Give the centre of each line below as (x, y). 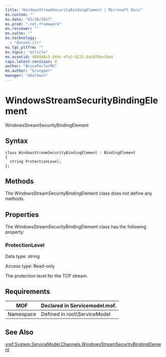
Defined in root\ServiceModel (76, 314)
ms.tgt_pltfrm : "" (24, 47)
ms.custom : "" (20, 15)
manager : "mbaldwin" (27, 76)
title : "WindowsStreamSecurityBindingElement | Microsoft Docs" (74, 10)
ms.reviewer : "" (22, 29)
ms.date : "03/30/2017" (29, 19)
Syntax (17, 141)
